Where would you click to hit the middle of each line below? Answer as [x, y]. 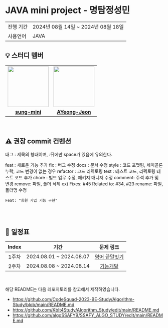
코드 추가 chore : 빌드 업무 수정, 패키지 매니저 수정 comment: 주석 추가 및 [87, 177]
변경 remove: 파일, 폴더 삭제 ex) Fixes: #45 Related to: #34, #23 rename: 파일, [84, 184]
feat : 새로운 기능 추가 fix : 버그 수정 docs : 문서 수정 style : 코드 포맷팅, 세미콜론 [84, 165]
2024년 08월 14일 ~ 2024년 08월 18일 [78, 27]
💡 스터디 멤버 [24, 56]
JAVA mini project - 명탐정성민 [68, 10]
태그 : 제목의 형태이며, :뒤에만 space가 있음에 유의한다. [59, 154]
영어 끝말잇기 [109, 257]
